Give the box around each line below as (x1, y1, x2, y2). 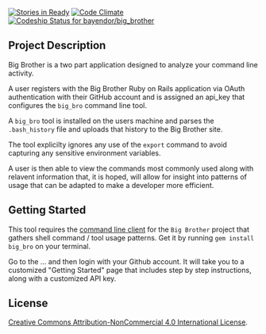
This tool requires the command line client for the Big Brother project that (8, 225, 250, 234)
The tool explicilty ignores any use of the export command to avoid (8, 140, 228, 149)
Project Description (8, 39, 106, 52)
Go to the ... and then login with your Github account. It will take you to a (8, 256, 245, 266)
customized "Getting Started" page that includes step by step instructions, (8, 265, 252, 274)
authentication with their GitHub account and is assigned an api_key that (8, 92, 245, 102)
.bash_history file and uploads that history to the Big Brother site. (8, 124, 223, 134)
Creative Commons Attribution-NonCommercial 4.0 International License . (8, 317, 249, 327)
